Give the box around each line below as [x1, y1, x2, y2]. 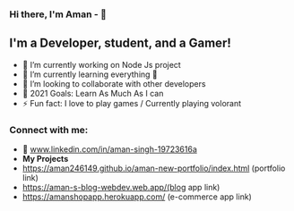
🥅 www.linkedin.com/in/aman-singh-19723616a [22, 144, 197, 155]
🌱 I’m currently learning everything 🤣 [22, 69, 159, 80]
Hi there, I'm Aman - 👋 [9, 8, 108, 21]
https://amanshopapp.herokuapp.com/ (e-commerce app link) [22, 191, 253, 202]
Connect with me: [9, 123, 89, 136]
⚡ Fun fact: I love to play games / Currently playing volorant [22, 97, 242, 108]
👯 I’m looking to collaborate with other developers [22, 78, 206, 89]
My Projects [22, 154, 69, 165]
